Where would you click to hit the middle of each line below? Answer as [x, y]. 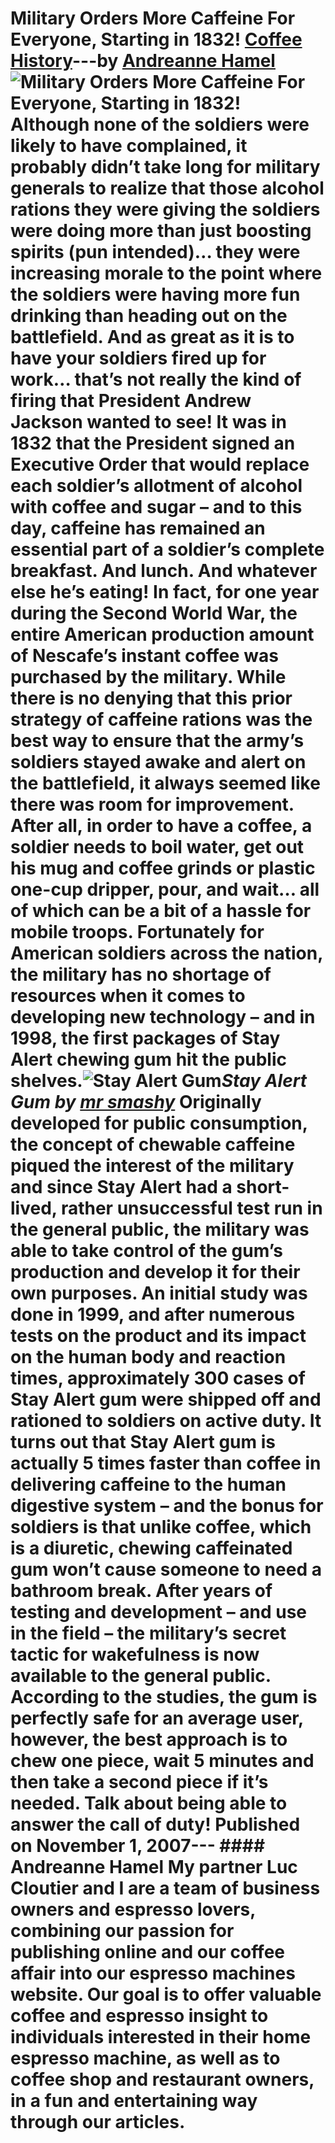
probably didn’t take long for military [165, 167]
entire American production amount [162, 634]
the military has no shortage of [141, 974]
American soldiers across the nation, [166, 953]
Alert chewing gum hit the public [149, 1059]
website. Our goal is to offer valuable [166, 1994]
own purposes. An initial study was [159, 1293]
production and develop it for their [155, 1272]
